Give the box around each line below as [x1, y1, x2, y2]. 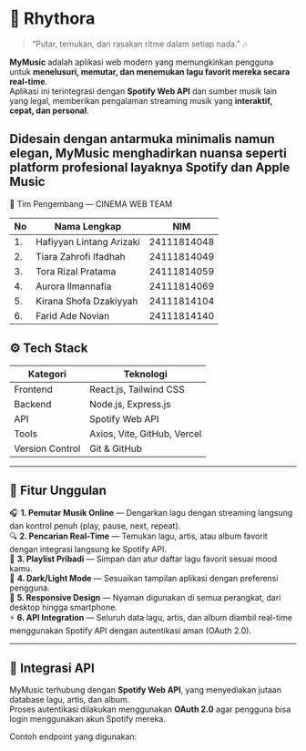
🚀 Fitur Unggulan [9, 482, 107, 498]
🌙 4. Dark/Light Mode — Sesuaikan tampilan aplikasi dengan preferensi [9, 573, 279, 584]
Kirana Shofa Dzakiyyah [36, 294, 138, 307]
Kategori [27, 367, 66, 380]
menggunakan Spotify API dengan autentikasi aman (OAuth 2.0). [9, 625, 252, 636]
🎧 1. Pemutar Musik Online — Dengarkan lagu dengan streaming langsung [9, 508, 293, 519]
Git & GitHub [89, 442, 143, 455]
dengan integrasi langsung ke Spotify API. [9, 544, 167, 555]
